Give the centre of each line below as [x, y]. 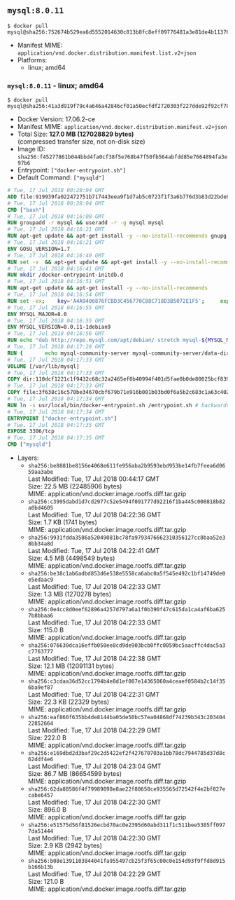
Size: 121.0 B [46, 882]
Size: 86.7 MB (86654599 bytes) [75, 774]
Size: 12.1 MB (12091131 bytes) [71, 666]
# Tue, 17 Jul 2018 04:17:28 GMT [56, 347]
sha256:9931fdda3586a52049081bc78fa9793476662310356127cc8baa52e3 [127, 538]
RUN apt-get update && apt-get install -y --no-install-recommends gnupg [117, 236]
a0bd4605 [41, 508]
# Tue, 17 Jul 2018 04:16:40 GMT [56, 255]
